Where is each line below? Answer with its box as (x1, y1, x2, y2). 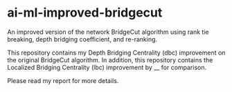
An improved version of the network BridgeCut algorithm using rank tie (7, 28, 209, 36)
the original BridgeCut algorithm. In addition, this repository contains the (7, 55, 213, 64)
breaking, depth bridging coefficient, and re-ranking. (7, 35, 158, 43)
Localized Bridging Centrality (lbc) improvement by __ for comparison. (7, 63, 207, 71)
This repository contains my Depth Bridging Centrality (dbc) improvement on (7, 48, 226, 57)
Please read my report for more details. (7, 76, 119, 84)
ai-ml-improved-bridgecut (7, 5, 163, 21)
